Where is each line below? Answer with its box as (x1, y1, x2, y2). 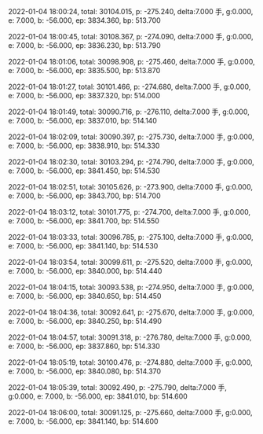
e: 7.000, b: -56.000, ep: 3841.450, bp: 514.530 (8, 166, 160, 175)
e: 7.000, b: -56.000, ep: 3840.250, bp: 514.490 (8, 317, 163, 325)
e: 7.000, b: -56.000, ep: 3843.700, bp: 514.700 (8, 191, 161, 200)
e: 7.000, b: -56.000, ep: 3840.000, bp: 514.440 (8, 267, 163, 275)
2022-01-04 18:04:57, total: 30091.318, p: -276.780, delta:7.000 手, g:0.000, (8, 333, 252, 342)
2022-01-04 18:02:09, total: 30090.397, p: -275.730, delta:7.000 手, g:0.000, (8, 132, 255, 142)
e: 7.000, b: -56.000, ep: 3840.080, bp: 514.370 (8, 366, 162, 376)
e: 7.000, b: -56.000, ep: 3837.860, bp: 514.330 (8, 341, 161, 351)
